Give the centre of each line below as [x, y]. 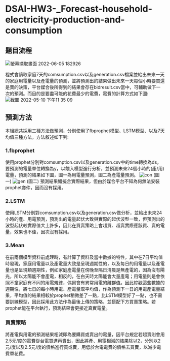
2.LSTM [15, 201]
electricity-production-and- [65, 20]
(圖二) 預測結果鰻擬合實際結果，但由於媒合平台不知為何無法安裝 [94, 182]
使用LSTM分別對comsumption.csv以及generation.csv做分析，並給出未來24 [84, 213]
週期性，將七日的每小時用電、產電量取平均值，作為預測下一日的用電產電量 [83, 289]
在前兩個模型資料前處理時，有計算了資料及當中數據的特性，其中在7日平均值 [84, 257]
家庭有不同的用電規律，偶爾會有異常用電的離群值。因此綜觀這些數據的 [92, 282]
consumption [34, 31]
